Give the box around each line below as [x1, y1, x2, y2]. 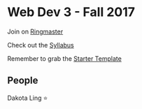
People [7, 75, 38, 87]
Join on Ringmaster [7, 27, 64, 36]
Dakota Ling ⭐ [7, 94, 48, 102]
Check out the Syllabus [7, 41, 75, 49]
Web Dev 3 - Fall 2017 [7, 4, 135, 20]
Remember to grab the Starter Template [7, 54, 122, 63]
